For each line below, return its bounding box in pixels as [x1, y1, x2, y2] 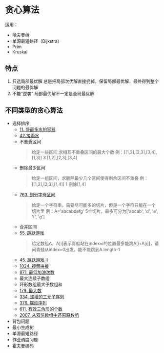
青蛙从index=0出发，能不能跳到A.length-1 [36, 246, 120, 252]
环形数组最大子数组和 [19, 281, 62, 287]
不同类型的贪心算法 [5, 106, 63, 115]
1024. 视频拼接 [19, 263, 49, 269]
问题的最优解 [12, 84, 38, 90]
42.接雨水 [19, 132, 40, 138]
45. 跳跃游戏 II [19, 257, 48, 263]
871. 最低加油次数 [19, 269, 55, 275]
